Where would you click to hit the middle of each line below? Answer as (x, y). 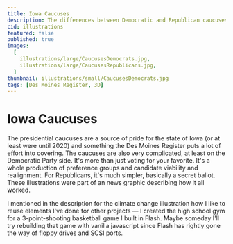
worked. (19, 190)
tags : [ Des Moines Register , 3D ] (55, 85)
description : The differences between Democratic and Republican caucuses (118, 20)
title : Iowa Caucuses (38, 14)
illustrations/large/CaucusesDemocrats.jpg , (85, 59)
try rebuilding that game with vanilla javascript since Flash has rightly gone (114, 226)
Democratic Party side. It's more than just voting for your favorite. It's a (109, 161)
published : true (31, 40)
